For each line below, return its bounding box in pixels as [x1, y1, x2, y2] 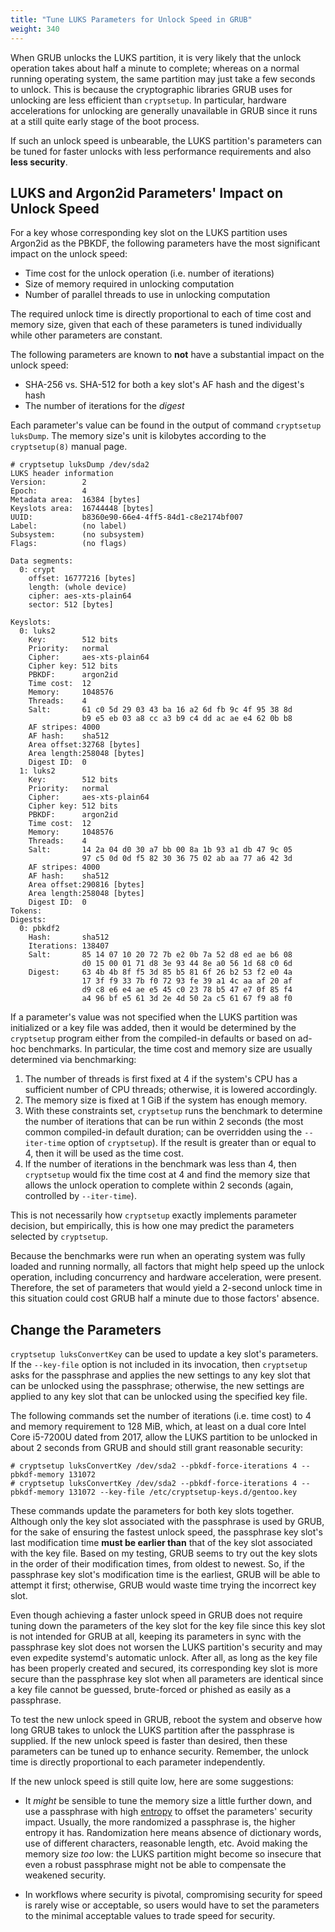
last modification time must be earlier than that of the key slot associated [10, 1537, 313, 1549]
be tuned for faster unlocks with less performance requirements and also [10, 145, 312, 157]
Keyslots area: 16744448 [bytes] [10, 504, 155, 514]
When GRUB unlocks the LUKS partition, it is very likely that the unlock [10, 51, 302, 63]
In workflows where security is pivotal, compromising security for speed [24, 1889, 323, 1901]
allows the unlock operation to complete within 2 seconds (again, [24, 1179, 294, 1191]
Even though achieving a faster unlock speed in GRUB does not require [10, 1609, 303, 1621]
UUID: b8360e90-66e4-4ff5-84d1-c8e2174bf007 [10, 512, 244, 523]
